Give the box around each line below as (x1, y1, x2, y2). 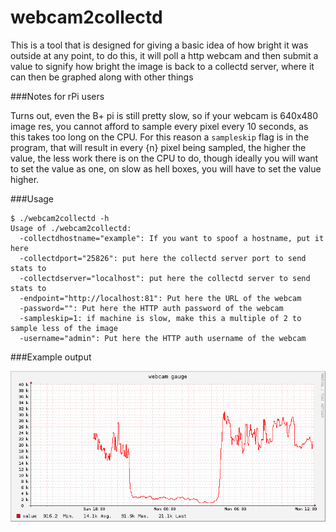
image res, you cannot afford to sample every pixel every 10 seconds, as (10, 120, 309, 132)
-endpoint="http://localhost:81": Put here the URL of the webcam (19, 293, 302, 303)
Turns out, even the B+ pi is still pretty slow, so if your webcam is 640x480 (10, 109, 319, 121)
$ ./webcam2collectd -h (10, 213, 110, 223)
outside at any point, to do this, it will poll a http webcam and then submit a (10, 49, 319, 61)
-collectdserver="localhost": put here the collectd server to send (19, 273, 311, 283)
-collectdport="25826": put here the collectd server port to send (19, 253, 307, 263)
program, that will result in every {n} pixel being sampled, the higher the (10, 141, 307, 153)
